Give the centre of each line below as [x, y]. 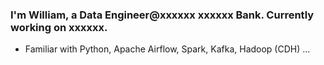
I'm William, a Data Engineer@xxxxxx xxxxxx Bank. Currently [162, 15]
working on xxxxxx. [59, 27]
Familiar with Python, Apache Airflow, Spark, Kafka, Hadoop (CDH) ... [167, 49]
